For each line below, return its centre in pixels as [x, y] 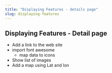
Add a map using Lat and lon [40, 65]
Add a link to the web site [37, 45]
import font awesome [33, 50]
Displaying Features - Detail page [56, 33]
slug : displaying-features [32, 14]
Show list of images [32, 60]
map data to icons [37, 55]
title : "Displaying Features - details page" [51, 9]
